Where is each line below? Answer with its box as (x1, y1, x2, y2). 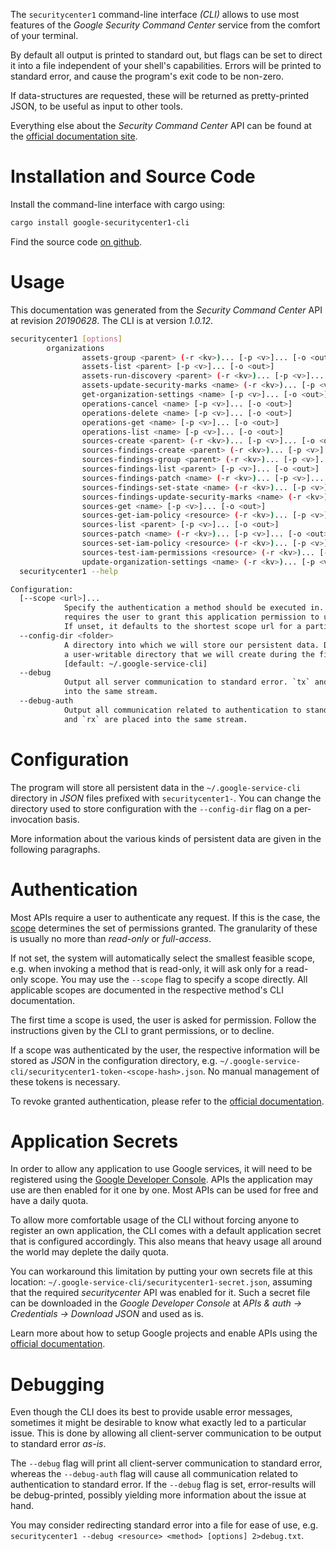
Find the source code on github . (10, 235, 143, 248)
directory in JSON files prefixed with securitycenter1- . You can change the (10, 792, 322, 804)
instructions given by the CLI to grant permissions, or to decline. (10, 1024, 275, 1036)
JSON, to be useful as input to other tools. (10, 100, 183, 112)
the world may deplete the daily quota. (10, 1246, 169, 1258)
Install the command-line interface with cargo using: (10, 198, 226, 210)
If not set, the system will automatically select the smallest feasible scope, (10, 952, 316, 964)
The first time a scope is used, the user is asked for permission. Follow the (10, 1014, 317, 1026)
